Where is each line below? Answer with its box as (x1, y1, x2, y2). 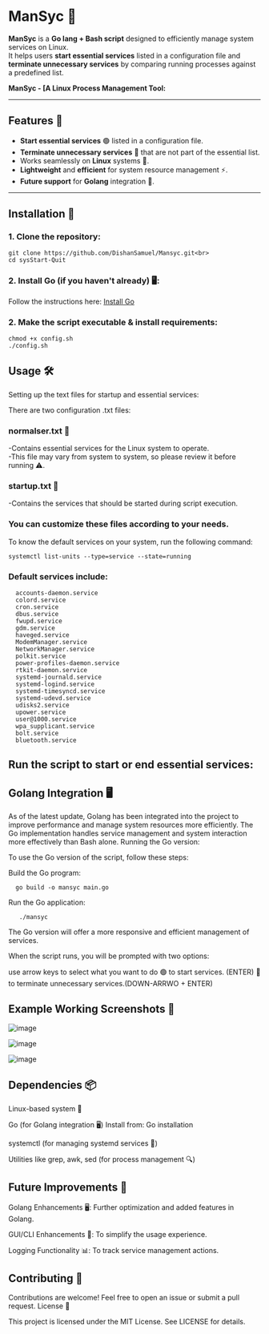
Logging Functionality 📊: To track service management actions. (8, 1245, 219, 1255)
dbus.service (15, 611, 59, 619)
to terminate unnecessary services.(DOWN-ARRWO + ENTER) (8, 979, 214, 989)
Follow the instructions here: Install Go (8, 296, 134, 306)
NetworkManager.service (15, 645, 94, 654)
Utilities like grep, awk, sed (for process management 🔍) (8, 1154, 196, 1164)
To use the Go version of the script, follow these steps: (8, 852, 189, 862)
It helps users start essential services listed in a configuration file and (8, 50, 241, 60)
